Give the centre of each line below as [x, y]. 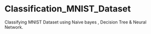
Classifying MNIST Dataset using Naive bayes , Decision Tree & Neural [76, 22]
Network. [14, 27]
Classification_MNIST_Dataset [68, 9]
